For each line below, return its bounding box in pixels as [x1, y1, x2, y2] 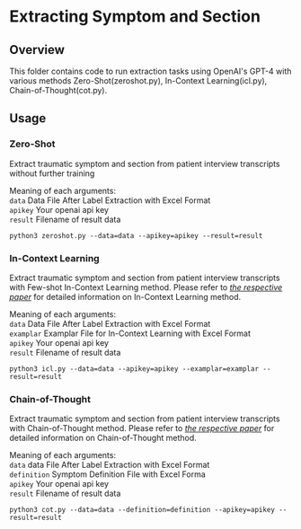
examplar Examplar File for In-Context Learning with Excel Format [9, 328, 252, 339]
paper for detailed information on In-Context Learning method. [9, 291, 242, 302]
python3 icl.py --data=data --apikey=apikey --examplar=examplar [9, 364, 259, 374]
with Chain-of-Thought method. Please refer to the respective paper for [9, 423, 275, 434]
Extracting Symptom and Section [9, 6, 261, 27]
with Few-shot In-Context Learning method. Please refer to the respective [9, 281, 283, 293]
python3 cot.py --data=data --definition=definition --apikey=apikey [9, 506, 276, 515]
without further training [9, 168, 95, 179]
